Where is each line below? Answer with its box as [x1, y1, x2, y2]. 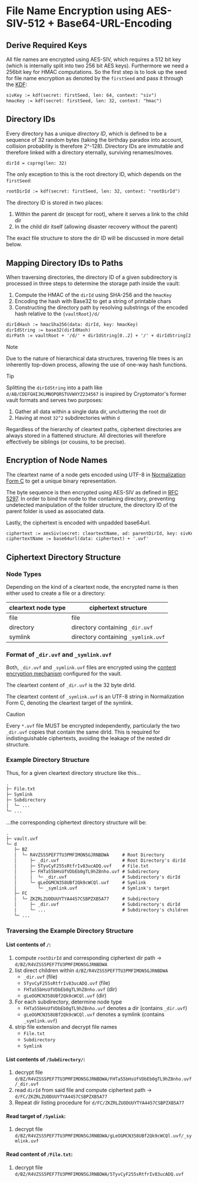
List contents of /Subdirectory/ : [6, 1055, 85, 1063]
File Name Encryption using [6, 4, 144, 18]
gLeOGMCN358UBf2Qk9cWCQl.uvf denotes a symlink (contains [23, 1011, 165, 1018]
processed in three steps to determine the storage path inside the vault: [6, 280, 180, 287]
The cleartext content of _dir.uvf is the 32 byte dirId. [6, 682, 136, 689]
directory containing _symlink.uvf [71, 633, 165, 641]
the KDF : [6, 81, 28, 88]
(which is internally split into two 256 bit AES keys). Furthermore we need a [6, 62, 189, 69]
